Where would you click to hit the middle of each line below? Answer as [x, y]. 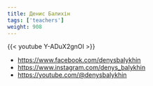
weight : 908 [25, 27]
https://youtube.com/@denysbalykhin [72, 75]
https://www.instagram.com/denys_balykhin [81, 68]
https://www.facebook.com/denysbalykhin [79, 60]
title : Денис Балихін [39, 14]
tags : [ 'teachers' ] [36, 20]
